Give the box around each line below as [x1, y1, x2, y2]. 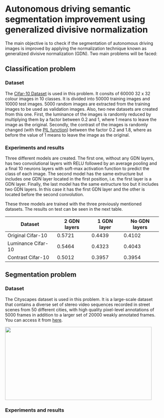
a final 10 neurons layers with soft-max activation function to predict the [5, 165, 150, 171]
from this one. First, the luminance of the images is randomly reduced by [5, 111, 151, 117]
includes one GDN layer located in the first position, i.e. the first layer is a [5, 176, 152, 181]
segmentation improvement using [5, 14, 145, 25]
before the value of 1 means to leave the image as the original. [5, 132, 130, 138]
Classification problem [5, 65, 76, 73]
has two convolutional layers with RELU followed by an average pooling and [5, 160, 157, 166]
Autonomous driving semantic [5, 3, 131, 15]
